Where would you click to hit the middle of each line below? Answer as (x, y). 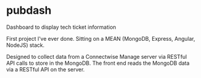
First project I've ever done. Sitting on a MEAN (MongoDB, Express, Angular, (101, 38)
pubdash (29, 10)
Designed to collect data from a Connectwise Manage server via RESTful (97, 56)
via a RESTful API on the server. (46, 69)
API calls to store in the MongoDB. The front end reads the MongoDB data (98, 63)
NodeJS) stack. (26, 45)
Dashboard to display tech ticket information (61, 27)
